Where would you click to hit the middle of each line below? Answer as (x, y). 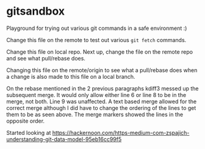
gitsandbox (36, 11)
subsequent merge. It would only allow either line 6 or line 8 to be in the (96, 95)
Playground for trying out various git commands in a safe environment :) (97, 28)
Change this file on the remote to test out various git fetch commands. (96, 40)
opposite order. (25, 121)
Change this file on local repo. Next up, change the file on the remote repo (100, 52)
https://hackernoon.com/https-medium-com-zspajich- (121, 133)
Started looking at (29, 133)
